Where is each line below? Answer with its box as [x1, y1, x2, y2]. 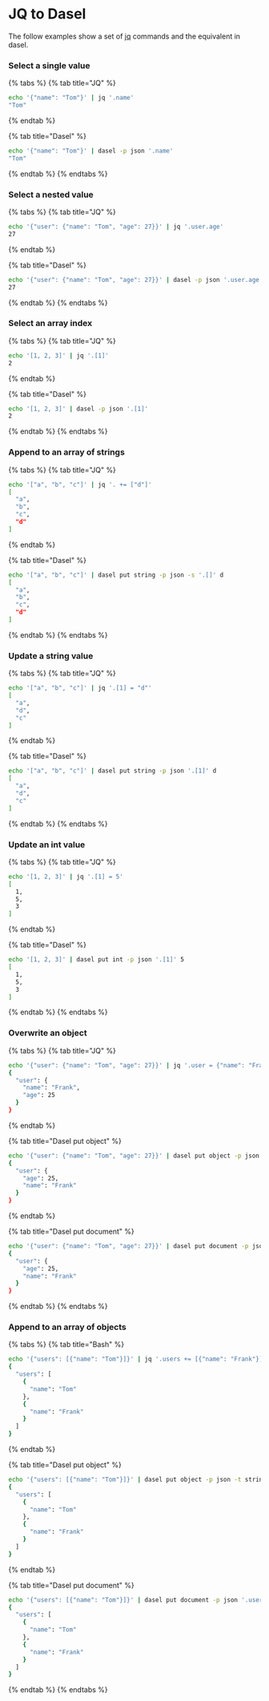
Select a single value [8, 59, 90, 71]
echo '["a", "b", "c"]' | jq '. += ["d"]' [8, 480, 152, 488]
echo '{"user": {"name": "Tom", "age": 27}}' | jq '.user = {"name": [8, 1061, 246, 1069]
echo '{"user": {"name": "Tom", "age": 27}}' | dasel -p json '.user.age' [8, 275, 263, 283]
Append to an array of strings [8, 447, 126, 458]
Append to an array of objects [8, 1322, 126, 1333]
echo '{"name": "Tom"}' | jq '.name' [8, 94, 134, 102]
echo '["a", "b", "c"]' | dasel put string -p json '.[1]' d [8, 767, 217, 775]
